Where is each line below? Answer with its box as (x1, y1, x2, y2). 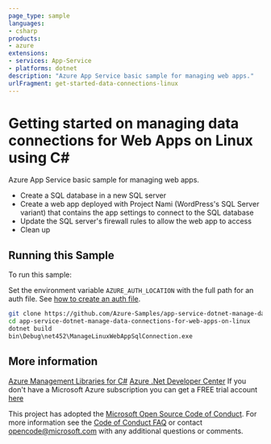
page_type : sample (8, 11, 70, 20)
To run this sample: (8, 270, 73, 279)
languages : (8, 19, 45, 27)
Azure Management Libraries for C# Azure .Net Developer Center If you (8, 376, 247, 386)
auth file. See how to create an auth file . (8, 294, 141, 304)
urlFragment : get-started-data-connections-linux (8, 79, 179, 87)
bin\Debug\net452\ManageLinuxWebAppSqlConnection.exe (8, 332, 194, 340)
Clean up (19, 225, 51, 235)
